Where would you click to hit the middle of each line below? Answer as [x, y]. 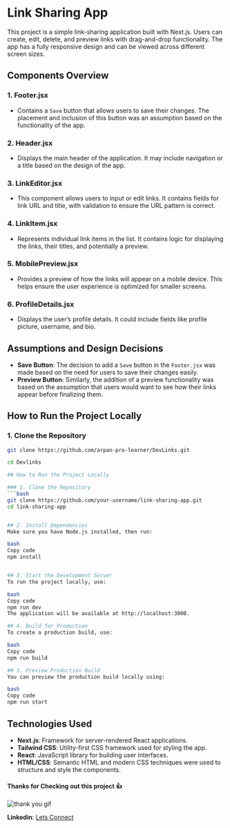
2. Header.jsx [30, 143]
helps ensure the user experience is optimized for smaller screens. [112, 286]
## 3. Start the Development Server [60, 576]
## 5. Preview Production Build [54, 670]
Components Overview [58, 76]
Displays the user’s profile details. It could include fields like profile [112, 319]
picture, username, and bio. [56, 327]
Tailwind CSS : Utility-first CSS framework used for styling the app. [112, 747]
